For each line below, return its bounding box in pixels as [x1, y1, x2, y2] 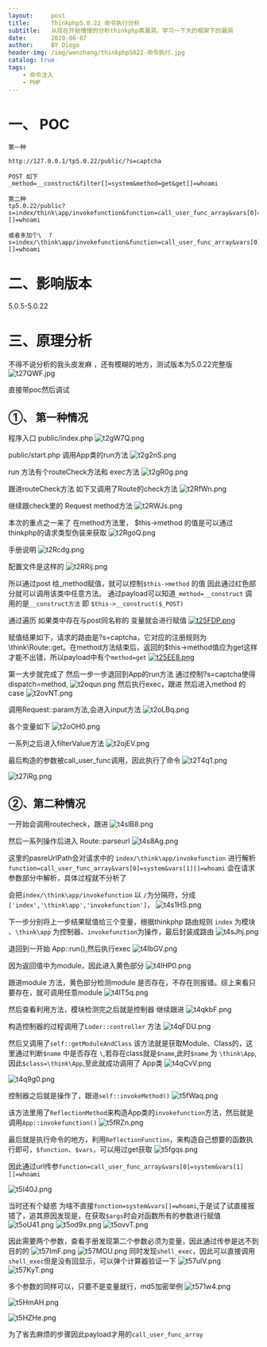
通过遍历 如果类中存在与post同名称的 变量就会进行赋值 [8, 615, 187, 626]
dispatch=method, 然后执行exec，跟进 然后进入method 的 [8, 679, 246, 689]
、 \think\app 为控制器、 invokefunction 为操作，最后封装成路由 [8, 926, 215, 937]
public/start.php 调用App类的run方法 [8, 450, 129, 460]
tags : [8, 64, 26, 72]
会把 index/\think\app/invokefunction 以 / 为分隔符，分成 [8, 889, 196, 899]
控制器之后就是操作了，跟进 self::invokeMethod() [8, 1090, 171, 1100]
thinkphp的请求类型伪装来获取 [8, 528, 107, 538]
